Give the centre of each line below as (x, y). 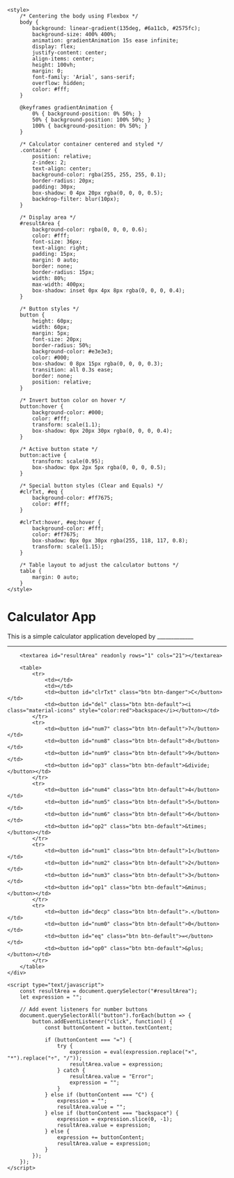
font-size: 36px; (57, 242)
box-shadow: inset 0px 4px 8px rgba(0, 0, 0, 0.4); (109, 291)
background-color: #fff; (68, 528)
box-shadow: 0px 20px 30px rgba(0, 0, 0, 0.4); (102, 431)
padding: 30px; (54, 187)
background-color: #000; (68, 413)
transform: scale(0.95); (68, 461)
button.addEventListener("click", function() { (102, 1021)
